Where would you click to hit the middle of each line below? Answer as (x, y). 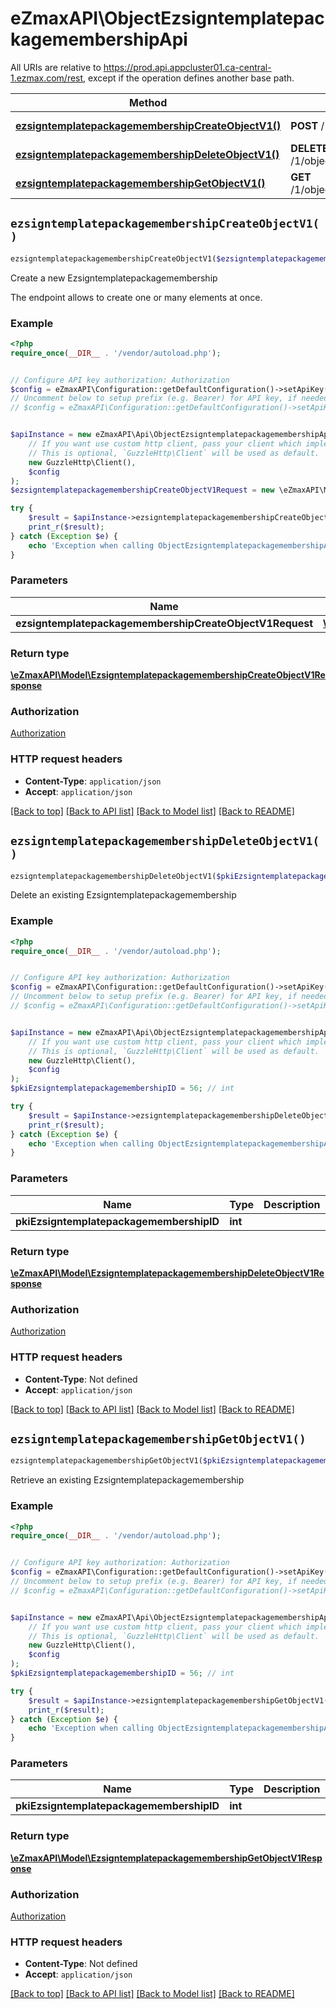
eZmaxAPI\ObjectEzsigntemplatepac (167, 18)
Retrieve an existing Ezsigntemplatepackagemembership (127, 1480)
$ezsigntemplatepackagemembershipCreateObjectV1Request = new (142, 490)
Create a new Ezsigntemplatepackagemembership (114, 278)
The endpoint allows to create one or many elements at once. (136, 297)
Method (148, 102)
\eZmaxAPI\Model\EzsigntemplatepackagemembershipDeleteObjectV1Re (167, 1273)
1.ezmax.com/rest (47, 78)
